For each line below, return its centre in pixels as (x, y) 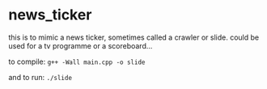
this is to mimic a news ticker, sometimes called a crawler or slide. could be (134, 37)
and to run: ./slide (40, 77)
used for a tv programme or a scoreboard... (81, 45)
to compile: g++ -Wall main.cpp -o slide (77, 61)
